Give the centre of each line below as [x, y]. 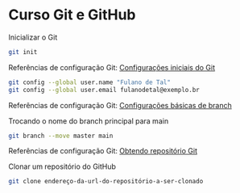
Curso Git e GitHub [72, 15]
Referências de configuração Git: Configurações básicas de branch [120, 105]
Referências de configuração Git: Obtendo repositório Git [103, 151]
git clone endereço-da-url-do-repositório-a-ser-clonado [106, 182]
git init [23, 52]
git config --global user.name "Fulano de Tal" [90, 82]
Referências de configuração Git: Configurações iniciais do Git [112, 67]
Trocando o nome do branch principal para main [89, 121]
